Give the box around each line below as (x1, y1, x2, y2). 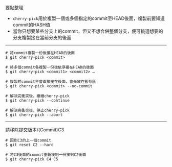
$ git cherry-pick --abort (5, 112, 63, 117)
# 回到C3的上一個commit (5, 138, 51, 143)
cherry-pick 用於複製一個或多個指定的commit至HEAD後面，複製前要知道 (12, 15, 165, 21)
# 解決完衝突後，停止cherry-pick (5, 108, 70, 113)
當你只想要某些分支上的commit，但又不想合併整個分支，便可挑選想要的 (12, 28, 163, 34)
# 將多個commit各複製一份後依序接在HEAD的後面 (5, 65, 94, 70)
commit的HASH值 (12, 22, 51, 28)
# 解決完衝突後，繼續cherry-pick (5, 93, 70, 99)
